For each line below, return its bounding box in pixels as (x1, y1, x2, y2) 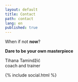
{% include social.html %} (5, 72, 57, 78)
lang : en (5, 20, 23, 26)
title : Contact (5, 12, 36, 17)
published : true (5, 25, 38, 30)
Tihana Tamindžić (5, 58, 41, 63)
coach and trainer (5, 63, 41, 69)
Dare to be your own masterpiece (5, 48, 74, 54)
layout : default (5, 7, 38, 12)
